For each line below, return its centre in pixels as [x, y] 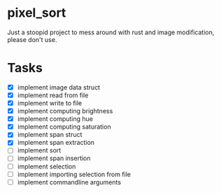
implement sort [39, 150]
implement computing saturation [64, 127]
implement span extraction [56, 143]
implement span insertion [54, 158]
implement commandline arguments [69, 182]
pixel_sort [37, 13]
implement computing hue [55, 119]
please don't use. [32, 39]
